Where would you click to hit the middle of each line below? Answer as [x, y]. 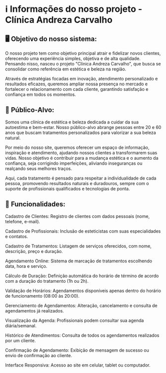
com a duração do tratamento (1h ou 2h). [47, 281]
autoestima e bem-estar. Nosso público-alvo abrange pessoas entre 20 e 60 [83, 127]
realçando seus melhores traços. [39, 168]
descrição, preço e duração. [34, 251]
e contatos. [17, 236]
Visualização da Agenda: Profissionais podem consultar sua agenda [75, 320]
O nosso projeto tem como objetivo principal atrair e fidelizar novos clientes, [83, 53]
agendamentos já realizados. [35, 311]
